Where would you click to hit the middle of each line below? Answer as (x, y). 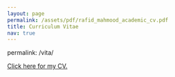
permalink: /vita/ (30, 53)
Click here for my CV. (37, 66)
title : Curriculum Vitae (43, 26)
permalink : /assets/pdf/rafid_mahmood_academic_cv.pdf (88, 20)
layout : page (26, 14)
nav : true (21, 33)
